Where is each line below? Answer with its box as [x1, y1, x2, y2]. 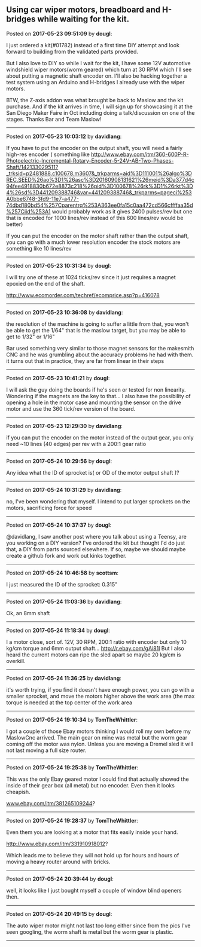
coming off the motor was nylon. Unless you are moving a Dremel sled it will [6, 740, 193, 747]
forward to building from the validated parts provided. [6, 48, 139, 55]
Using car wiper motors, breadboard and [6, 5, 160, 15]
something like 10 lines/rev [6, 245, 72, 252]
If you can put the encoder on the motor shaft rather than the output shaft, [6, 232, 190, 239]
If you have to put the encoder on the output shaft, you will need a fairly [6, 144, 183, 151]
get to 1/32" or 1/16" [6, 333, 55, 340]
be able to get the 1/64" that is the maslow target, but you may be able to [6, 326, 186, 334]
